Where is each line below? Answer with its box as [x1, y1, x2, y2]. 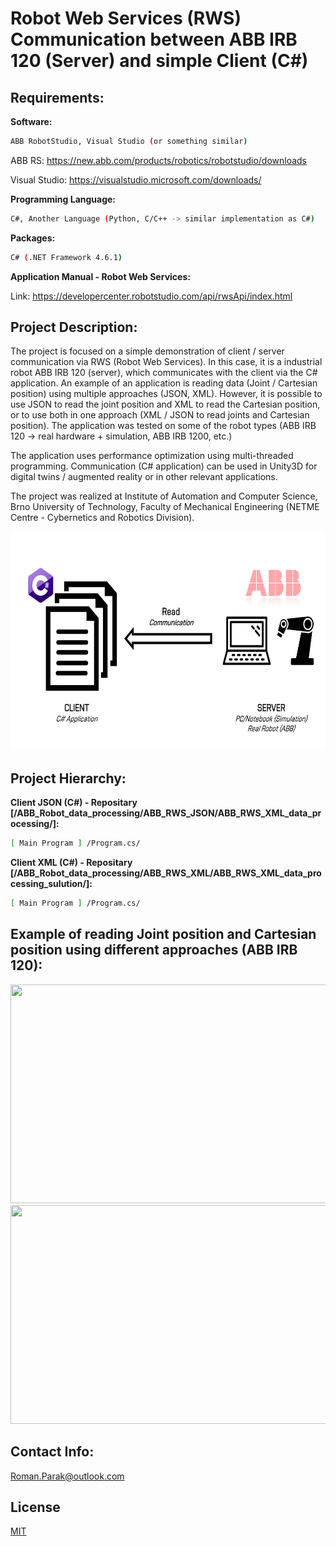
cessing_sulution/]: [10, 878, 93, 890]
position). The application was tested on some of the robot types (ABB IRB [10, 420, 317, 432]
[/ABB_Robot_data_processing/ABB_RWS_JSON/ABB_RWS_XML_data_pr [10, 807, 322, 819]
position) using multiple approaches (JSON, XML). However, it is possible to [10, 388, 323, 400]
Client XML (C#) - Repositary [10, 857, 133, 869]
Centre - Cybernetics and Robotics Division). [10, 512, 195, 524]
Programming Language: [10, 193, 117, 205]
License [10, 1499, 61, 1516]
